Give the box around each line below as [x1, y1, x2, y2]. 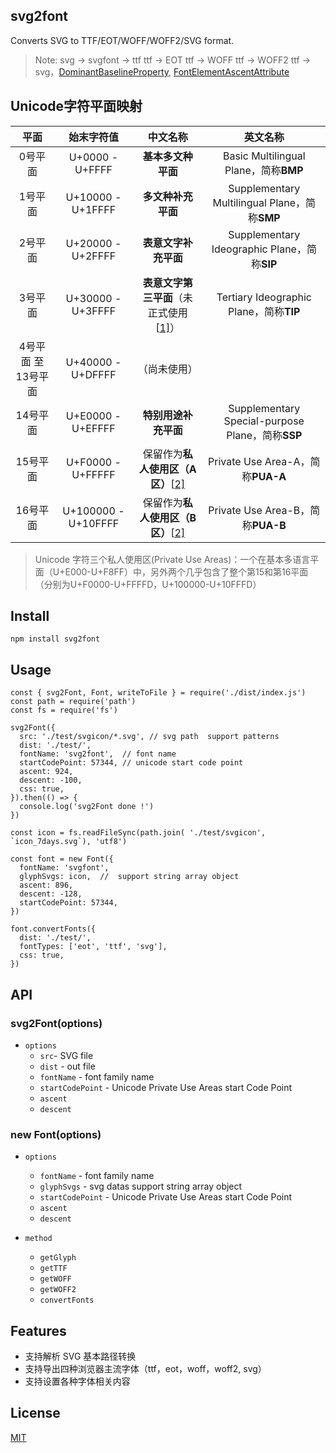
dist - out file [39, 1060, 96, 1072]
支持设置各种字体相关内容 [24, 1375, 131, 1388]
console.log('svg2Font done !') [19, 802, 155, 812]
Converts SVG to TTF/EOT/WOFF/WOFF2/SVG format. [10, 34, 235, 46]
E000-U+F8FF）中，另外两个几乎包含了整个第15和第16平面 [64, 565, 309, 578]
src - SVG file [39, 1049, 94, 1061]
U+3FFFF [71, 304, 117, 318]
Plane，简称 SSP [226, 428, 303, 442]
